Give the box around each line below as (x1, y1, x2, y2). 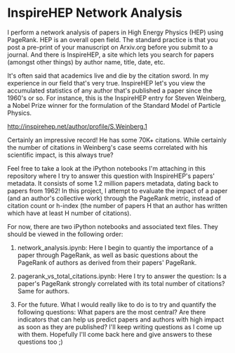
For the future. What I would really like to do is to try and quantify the (17, 300, 217, 309)
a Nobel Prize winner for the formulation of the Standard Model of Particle (7, 101, 221, 109)
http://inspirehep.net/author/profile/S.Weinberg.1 (7, 122, 147, 130)
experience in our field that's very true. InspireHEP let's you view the (7, 78, 206, 87)
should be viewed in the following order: (7, 230, 123, 238)
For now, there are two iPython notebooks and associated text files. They (7, 222, 219, 230)
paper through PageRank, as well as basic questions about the (17, 251, 199, 259)
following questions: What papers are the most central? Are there (17, 307, 206, 316)
